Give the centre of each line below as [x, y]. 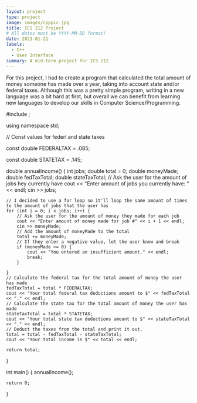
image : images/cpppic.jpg [38, 22]
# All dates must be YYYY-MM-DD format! [56, 34]
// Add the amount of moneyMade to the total [73, 231]
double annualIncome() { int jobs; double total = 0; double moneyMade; [92, 171]
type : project [23, 17]
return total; [23, 350]
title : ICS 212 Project [35, 28]
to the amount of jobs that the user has [57, 206]
